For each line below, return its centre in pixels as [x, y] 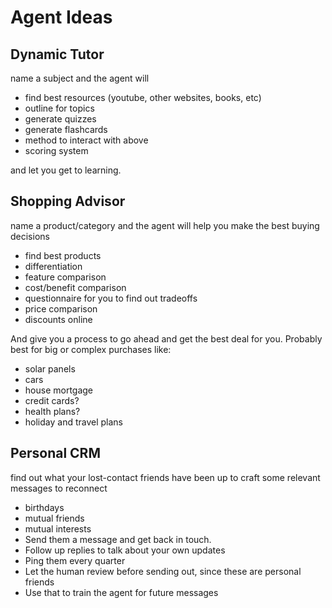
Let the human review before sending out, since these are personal [163, 571]
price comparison [61, 308]
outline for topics [59, 108]
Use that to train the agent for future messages [121, 592]
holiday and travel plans [74, 422]
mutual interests [58, 528]
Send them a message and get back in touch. [118, 539]
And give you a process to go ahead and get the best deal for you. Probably [166, 338]
